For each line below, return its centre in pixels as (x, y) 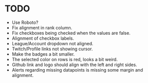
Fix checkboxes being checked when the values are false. (71, 33)
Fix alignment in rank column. (42, 27)
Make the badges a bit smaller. (43, 54)
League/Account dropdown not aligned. (53, 43)
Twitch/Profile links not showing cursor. (52, 49)
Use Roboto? (25, 22)
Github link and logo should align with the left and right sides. (74, 65)
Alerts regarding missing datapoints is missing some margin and (77, 70)
